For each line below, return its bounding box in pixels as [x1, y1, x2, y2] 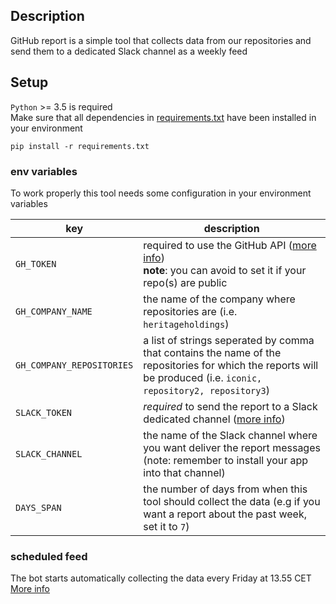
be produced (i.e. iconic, [143, 370, 263, 384]
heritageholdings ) [143, 317, 230, 331]
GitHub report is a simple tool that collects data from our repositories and [10, 34, 312, 46]
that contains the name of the [143, 345, 282, 359]
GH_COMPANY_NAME [15, 305, 93, 317]
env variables [10, 164, 78, 178]
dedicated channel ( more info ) [143, 412, 286, 426]
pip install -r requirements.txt [10, 141, 150, 151]
